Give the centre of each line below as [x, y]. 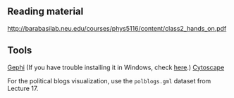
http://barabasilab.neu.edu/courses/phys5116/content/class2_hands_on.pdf [117, 28]
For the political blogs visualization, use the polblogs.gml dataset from [109, 80]
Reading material [45, 12]
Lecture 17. [23, 88]
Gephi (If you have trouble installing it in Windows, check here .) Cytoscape [116, 67]
